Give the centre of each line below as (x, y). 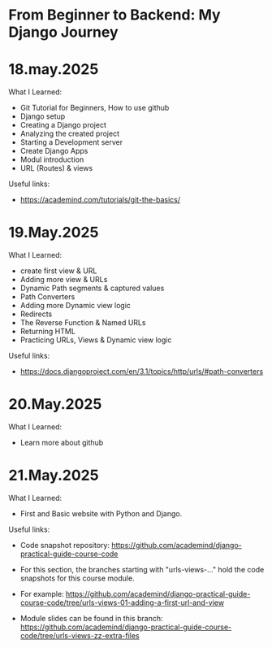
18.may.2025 (54, 70)
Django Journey (64, 32)
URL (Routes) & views (56, 168)
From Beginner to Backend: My (114, 15)
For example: (42, 594)
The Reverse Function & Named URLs (83, 323)
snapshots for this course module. (78, 578)
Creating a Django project (63, 125)
